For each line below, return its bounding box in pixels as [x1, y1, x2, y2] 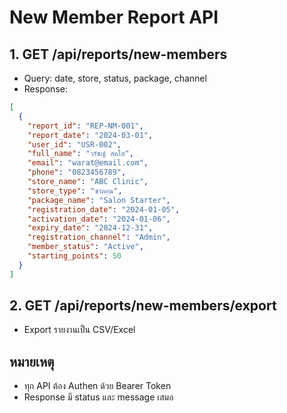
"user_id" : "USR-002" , [27, 139, 122, 150]
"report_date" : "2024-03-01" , [27, 130, 154, 140]
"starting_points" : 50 [27, 251, 122, 261]
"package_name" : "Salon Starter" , [27, 195, 171, 205]
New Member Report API [9, 6, 219, 29]
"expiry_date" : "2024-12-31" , [27, 223, 154, 233]
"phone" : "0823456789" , [27, 167, 127, 178]
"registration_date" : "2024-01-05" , [27, 204, 181, 215]
